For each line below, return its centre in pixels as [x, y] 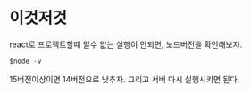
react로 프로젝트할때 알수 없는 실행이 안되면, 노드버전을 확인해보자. [126, 44]
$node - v [25, 61]
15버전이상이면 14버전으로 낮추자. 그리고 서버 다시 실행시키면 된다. [125, 79]
